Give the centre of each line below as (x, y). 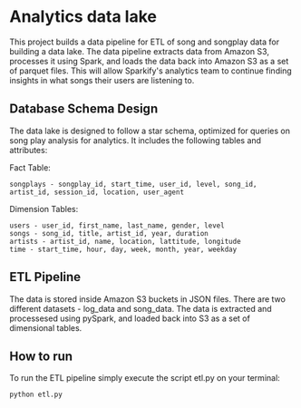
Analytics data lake (83, 17)
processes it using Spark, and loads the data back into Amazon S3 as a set (149, 61)
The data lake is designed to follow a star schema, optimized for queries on (150, 131)
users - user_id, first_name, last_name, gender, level (117, 225)
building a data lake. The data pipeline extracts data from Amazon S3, (140, 51)
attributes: (29, 150)
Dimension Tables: (44, 209)
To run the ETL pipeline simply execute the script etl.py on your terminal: (145, 378)
